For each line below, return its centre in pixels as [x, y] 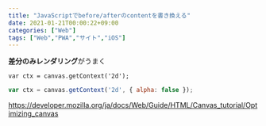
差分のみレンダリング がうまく [57, 61]
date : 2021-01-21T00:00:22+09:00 [64, 23]
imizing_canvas [33, 114]
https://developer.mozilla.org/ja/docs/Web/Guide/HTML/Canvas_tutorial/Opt [133, 105]
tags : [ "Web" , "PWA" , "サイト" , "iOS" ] [67, 38]
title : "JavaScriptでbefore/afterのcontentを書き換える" [99, 15]
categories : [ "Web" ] [42, 30]
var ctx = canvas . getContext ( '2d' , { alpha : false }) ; [101, 90]
